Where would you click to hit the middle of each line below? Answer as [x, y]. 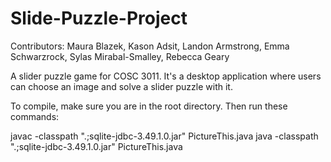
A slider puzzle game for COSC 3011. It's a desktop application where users [166, 76]
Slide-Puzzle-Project [99, 18]
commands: [35, 116]
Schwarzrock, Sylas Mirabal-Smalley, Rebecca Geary [120, 56]
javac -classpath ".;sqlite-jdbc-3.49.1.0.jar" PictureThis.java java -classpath [164, 136]
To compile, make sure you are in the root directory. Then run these [149, 106]
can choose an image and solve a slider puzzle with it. [121, 86]
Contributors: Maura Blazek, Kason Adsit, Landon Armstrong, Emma [150, 46]
